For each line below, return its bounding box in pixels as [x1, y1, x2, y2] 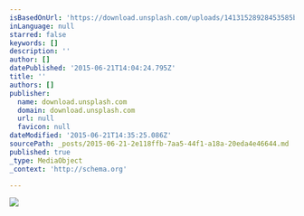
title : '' [9, 72, 47, 81]
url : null [17, 114, 54, 123]
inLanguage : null [9, 22, 75, 31]
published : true [9, 147, 71, 156]
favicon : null [17, 123, 71, 132]
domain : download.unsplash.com [17, 106, 136, 115]
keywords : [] [9, 38, 59, 48]
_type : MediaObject [9, 155, 83, 165]
